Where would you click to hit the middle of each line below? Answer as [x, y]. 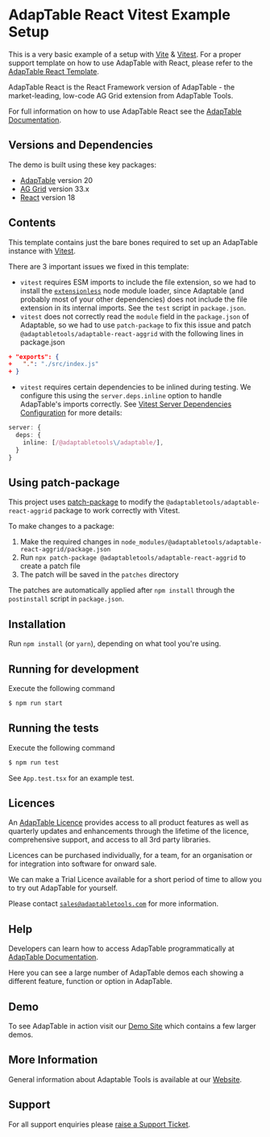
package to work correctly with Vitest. [117, 510]
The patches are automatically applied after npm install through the [122, 590]
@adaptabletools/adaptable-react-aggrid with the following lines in [132, 333]
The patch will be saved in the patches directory [99, 575]
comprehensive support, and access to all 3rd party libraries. [110, 839]
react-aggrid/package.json [65, 550]
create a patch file [50, 566]
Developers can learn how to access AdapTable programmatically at [122, 948]
